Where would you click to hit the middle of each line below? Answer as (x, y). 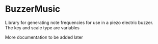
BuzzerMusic (33, 9)
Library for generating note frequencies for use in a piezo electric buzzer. (79, 22)
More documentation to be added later (44, 37)
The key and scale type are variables (42, 27)
